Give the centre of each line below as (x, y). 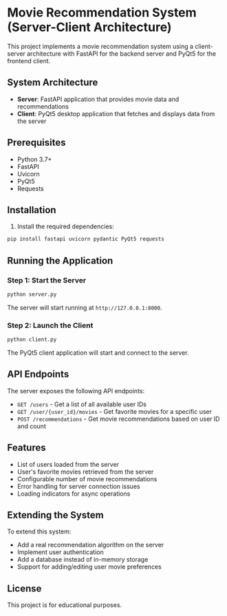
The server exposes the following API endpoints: (76, 390)
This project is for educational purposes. (65, 605)
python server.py (32, 294)
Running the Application (60, 260)
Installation (32, 210)
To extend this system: (39, 531)
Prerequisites (36, 143)
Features (26, 448)
